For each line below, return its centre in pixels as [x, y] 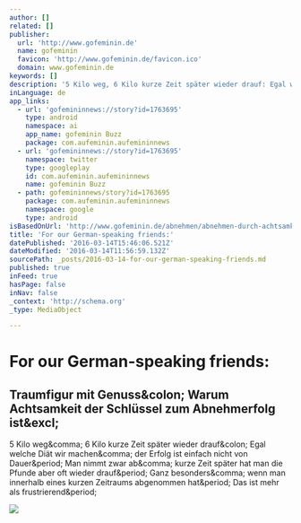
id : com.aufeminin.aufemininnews [88, 176]
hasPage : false [38, 284]
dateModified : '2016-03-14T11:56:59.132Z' [90, 251]
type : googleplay [58, 168]
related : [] [31, 26]
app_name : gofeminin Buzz [74, 135]
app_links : [30, 101]
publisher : [30, 34]
